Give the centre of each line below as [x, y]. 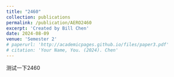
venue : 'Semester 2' [32, 39]
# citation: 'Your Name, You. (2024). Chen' [62, 50]
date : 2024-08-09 [28, 34]
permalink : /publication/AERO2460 [49, 23]
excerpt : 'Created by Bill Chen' [48, 28]
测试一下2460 [23, 68]
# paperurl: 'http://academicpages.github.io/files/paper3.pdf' [88, 45]
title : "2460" [24, 12]
